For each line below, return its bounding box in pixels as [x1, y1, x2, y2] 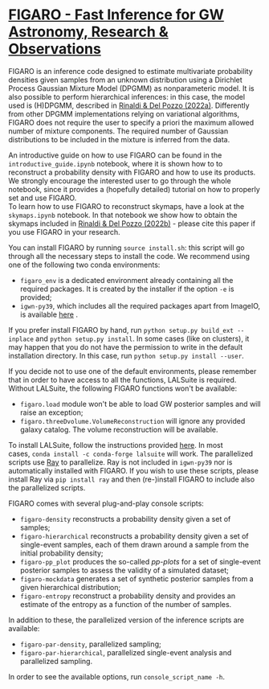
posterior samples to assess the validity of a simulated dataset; [19, 565, 229, 575]
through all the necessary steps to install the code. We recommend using [8, 251, 251, 260]
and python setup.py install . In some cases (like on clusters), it [35, 334, 250, 343]
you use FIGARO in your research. [8, 227, 120, 236]
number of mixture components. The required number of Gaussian [8, 126, 229, 136]
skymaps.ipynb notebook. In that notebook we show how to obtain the [8, 210, 238, 219]
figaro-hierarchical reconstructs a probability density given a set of [19, 531, 249, 540]
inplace [8, 335, 35, 343]
